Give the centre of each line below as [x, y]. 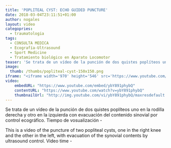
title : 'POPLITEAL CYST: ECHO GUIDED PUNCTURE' [57, 10]
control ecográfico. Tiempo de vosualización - [54, 121]
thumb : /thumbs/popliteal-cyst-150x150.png [56, 72]
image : [12, 67]
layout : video [20, 24]
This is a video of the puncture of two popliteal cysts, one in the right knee [83, 130]
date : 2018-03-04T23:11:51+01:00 [41, 15]
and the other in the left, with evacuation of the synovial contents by [77, 136]
